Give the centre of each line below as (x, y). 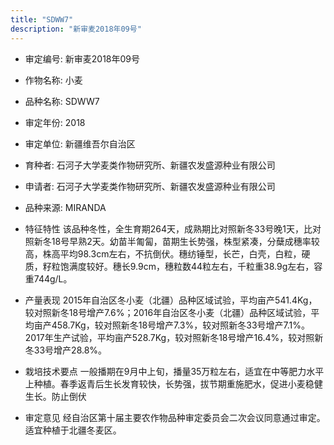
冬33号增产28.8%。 (66, 350)
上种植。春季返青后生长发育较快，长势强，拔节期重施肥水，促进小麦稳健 (173, 383)
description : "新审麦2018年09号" (76, 29)
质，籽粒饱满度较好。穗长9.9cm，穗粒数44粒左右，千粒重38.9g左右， (169, 266)
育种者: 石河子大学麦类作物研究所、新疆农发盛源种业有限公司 (150, 165)
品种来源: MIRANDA (65, 207)
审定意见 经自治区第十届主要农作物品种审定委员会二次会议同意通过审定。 (175, 417)
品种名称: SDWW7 (62, 101)
